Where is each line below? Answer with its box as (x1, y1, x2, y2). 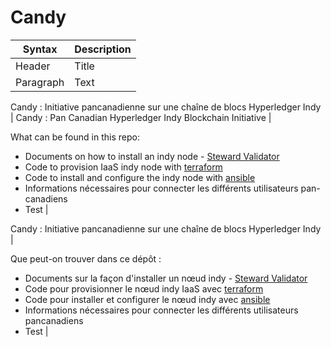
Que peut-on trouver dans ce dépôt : (10, 252, 162, 265)
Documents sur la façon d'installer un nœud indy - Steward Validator (24, 272, 308, 284)
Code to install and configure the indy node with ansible (24, 171, 256, 183)
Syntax (22, 42, 58, 56)
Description (74, 42, 132, 56)
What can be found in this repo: (10, 131, 140, 143)
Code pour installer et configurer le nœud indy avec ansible (24, 293, 271, 305)
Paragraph (15, 75, 65, 89)
